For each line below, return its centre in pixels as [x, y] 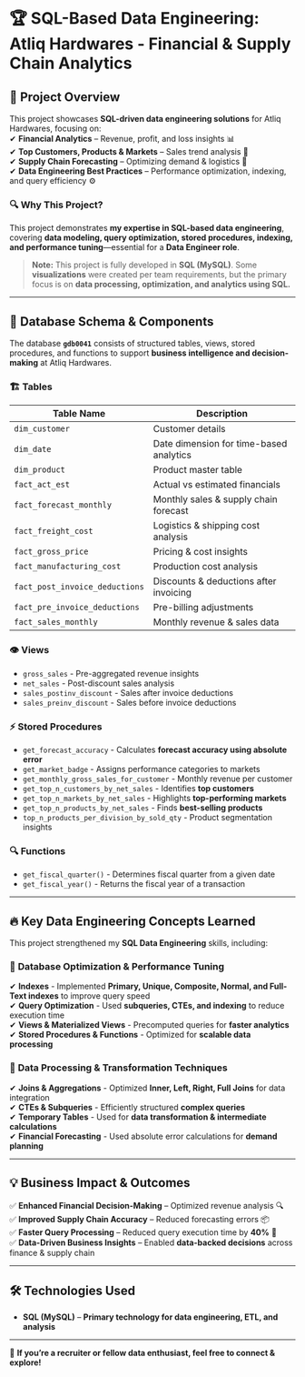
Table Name [79, 414]
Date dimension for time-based [220, 444]
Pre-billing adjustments [203, 608]
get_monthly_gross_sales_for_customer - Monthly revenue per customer [157, 779]
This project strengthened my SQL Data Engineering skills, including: [139, 943]
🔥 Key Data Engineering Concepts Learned [133, 921]
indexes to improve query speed [89, 996]
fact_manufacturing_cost [68, 567]
